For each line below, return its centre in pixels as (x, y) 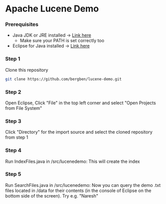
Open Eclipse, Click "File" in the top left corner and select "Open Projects (80, 103)
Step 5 (13, 174)
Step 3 (13, 121)
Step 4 (13, 150)
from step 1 (17, 137)
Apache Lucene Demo (52, 9)
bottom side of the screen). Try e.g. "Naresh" (52, 195)
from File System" (24, 108)
